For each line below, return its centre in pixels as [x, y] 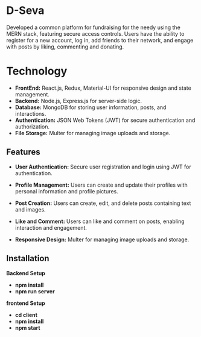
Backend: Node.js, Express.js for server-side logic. [78, 101]
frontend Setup [26, 303]
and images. [30, 209]
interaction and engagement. [51, 227]
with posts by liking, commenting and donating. [65, 47]
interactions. [30, 113]
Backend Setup [26, 273]
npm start [27, 327]
